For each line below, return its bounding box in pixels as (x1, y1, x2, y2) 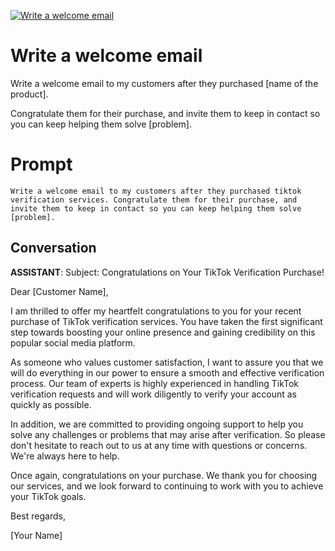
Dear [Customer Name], (10, 285, 109, 297)
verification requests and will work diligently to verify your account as (10, 388, 297, 400)
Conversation (10, 240, 97, 257)
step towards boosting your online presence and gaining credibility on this (10, 326, 316, 338)
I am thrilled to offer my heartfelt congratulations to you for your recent (10, 305, 302, 317)
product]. (10, 88, 49, 100)
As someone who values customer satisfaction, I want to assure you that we (10, 356, 324, 368)
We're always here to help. (10, 450, 120, 462)
